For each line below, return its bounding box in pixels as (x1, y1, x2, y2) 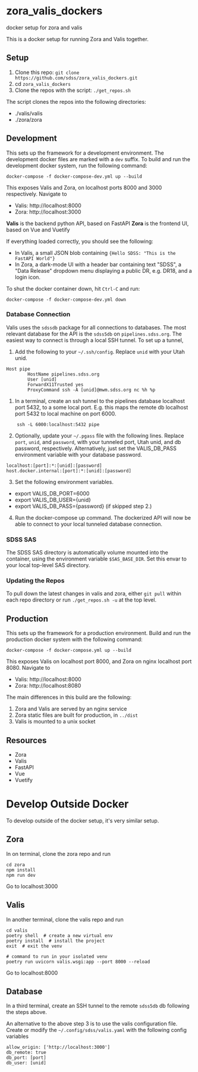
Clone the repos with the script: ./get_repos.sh (14, 87, 131, 94)
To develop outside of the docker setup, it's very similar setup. (6, 817, 159, 824)
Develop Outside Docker (6, 797, 129, 811)
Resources (6, 735, 47, 746)
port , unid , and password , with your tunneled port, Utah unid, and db (14, 438, 181, 445)
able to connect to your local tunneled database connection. (14, 520, 162, 528)
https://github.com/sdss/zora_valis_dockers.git (14, 75, 138, 81)
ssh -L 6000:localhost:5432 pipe (17, 421, 100, 427)
